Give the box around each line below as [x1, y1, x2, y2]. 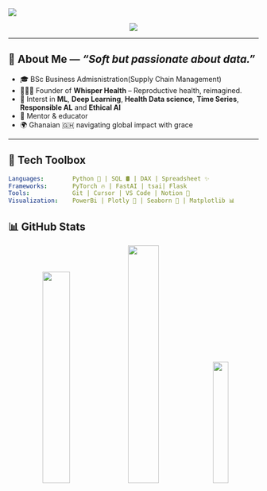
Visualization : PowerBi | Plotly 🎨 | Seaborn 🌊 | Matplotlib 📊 [8, 197, 235, 205]
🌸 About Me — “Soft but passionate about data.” [8, 53, 256, 66]
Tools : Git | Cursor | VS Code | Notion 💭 [8, 189, 191, 197]
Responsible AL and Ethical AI [19, 103, 122, 112]
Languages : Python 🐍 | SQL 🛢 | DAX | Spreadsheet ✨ [8, 174, 210, 182]
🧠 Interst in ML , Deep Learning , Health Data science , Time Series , [19, 94, 240, 103]
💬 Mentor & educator [19, 111, 89, 120]
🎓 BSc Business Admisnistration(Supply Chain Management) [19, 74, 222, 84]
